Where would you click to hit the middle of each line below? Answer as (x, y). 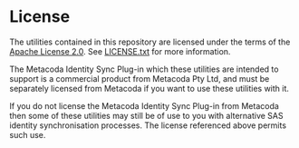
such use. (28, 134)
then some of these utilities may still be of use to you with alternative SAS (146, 115)
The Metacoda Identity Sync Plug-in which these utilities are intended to (144, 69)
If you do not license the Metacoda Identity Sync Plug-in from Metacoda (144, 105)
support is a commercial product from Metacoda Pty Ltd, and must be (140, 78)
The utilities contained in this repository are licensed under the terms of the (150, 42)
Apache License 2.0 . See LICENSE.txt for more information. (120, 51)
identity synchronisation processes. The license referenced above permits (148, 125)
